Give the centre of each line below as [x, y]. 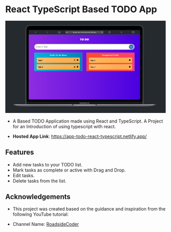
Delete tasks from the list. [39, 181]
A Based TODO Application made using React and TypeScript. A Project [88, 121]
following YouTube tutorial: [40, 214]
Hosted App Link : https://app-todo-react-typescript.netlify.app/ [80, 136]
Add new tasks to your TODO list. [48, 164]
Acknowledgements [38, 197]
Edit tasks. [23, 175]
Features [20, 152]
